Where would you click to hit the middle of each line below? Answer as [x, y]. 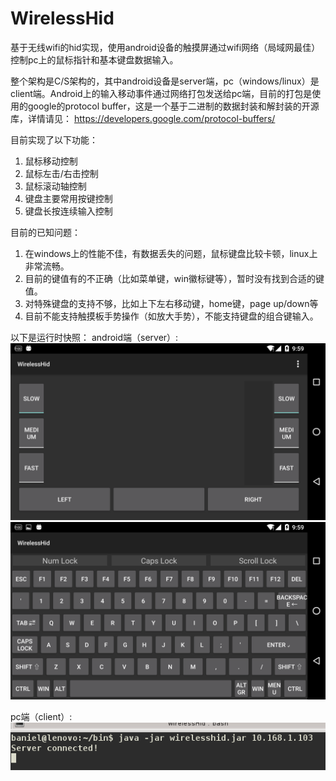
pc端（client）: [41, 716]
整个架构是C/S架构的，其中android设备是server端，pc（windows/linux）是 [165, 81]
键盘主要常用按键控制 [68, 198]
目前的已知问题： [45, 232]
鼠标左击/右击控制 [61, 173]
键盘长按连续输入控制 [68, 211]
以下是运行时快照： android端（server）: [94, 337]
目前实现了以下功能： [54, 139]
